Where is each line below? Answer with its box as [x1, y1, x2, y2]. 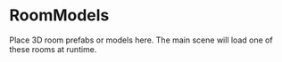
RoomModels [9, 5, 110, 26]
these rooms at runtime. [9, 43, 97, 54]
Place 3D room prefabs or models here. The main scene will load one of [9, 35, 274, 45]
